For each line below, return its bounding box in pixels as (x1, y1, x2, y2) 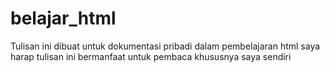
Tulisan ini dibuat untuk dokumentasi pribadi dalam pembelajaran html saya (10, 40, 321, 52)
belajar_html (10, 7, 117, 30)
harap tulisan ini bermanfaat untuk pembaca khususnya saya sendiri (10, 50, 292, 62)
